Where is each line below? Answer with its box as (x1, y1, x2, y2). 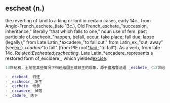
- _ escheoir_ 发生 (5, 79, 42, 84)
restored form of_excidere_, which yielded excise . (5, 55, 108, 61)
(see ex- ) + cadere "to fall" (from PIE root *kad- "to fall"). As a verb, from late (5, 44, 160, 50)
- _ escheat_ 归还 (5, 74, 40, 79)
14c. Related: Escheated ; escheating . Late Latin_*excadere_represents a (5, 50, 153, 56)
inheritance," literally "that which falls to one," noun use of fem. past (5, 28, 147, 35)
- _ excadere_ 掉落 (5, 88, 42, 93)
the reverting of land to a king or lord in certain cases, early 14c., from (5, 17, 151, 23)
